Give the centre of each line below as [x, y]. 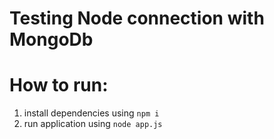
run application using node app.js [93, 124]
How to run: [59, 85]
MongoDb [51, 39]
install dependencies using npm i [91, 113]
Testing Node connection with [137, 18]
